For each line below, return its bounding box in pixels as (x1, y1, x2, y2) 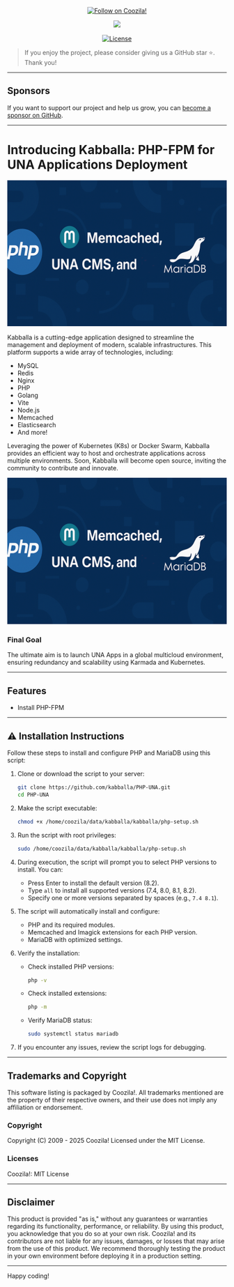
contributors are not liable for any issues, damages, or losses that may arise (7, 1237, 225, 1245)
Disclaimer (7, 1196, 55, 1208)
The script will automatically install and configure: (17, 907, 160, 916)
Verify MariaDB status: (27, 1016, 93, 1024)
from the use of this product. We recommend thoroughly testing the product (7, 1244, 226, 1253)
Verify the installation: (17, 948, 80, 957)
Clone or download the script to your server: (17, 770, 145, 778)
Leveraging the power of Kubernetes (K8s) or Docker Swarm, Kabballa (7, 442, 210, 450)
